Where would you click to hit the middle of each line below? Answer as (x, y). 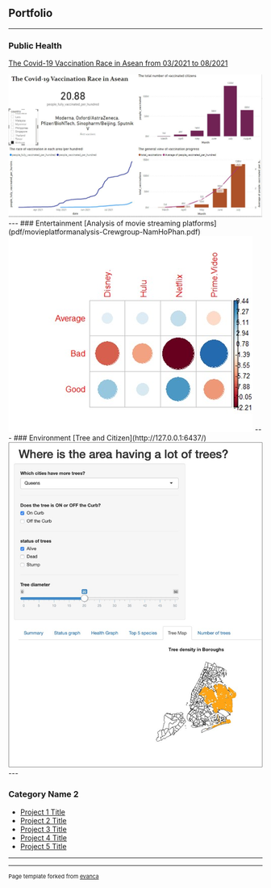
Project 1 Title (43, 812)
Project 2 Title (43, 820)
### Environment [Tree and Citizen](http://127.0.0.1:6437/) (110, 438)
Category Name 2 (44, 794)
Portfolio (31, 13)
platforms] (200, 223)
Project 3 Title (43, 829)
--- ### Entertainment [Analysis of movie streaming (95, 223)
